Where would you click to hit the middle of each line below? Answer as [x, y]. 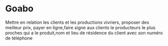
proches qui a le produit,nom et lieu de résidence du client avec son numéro [84, 33]
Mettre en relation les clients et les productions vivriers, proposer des [77, 22]
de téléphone [19, 38]
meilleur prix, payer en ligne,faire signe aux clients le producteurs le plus [80, 27]
